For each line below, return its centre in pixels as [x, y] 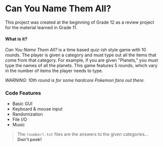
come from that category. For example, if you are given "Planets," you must [81, 60]
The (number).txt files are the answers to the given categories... [83, 134]
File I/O [20, 119]
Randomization [27, 114]
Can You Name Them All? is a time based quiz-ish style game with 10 [76, 50]
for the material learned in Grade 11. [41, 27]
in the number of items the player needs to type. [54, 71]
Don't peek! [29, 140]
